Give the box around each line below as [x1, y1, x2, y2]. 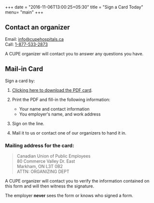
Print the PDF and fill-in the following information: [12, 97, 111, 102]
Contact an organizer [5, 23, 70, 32]
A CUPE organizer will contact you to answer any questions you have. [5, 51, 144, 56]
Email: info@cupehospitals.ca [5, 36, 64, 42]
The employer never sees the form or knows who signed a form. [5, 192, 134, 198]
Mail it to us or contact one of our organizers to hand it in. [12, 130, 126, 135]
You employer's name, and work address [19, 111, 101, 117]
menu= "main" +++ [5, 9, 43, 15]
